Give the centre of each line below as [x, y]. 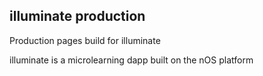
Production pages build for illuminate [85, 40]
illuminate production [77, 16]
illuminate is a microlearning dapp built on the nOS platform [131, 60]
